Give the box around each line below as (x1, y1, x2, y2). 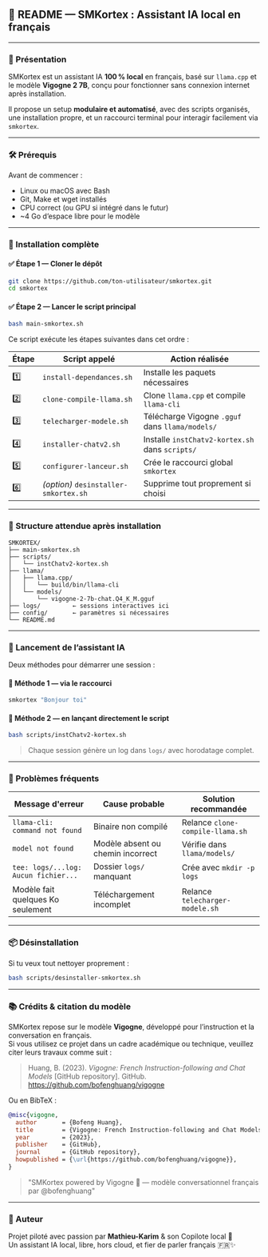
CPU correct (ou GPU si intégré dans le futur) (19, 203, 169, 213)
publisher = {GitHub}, (15, 1141, 102, 1149)
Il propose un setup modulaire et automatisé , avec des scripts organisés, (8, 105, 250, 114)
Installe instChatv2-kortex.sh (143, 434, 254, 445)
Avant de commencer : (8, 170, 83, 180)
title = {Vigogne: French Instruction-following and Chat (15, 1126, 238, 1134)
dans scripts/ (143, 444, 197, 455)
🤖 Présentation (8, 54, 67, 65)
